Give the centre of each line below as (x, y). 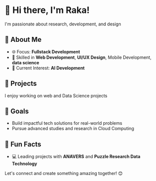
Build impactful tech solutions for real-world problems (67, 123)
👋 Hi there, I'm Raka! (47, 10)
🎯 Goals (17, 111)
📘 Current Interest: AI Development (48, 68)
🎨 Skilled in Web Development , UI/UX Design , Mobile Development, (82, 57)
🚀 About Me (23, 40)
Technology (25, 164)
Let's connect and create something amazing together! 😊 (64, 174)
